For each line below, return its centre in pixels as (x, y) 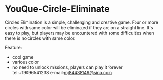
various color (26, 62)
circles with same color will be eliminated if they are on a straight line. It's (79, 27)
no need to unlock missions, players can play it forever (67, 67)
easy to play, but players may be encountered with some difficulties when (80, 33)
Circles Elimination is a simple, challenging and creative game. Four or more (82, 22)
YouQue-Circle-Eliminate (57, 9)
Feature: (14, 47)
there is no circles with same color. (40, 38)
